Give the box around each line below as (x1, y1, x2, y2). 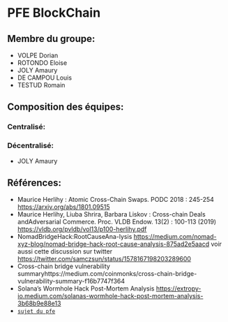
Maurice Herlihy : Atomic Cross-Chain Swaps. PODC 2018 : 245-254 (17, 196, 215, 204)
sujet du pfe (17, 308, 56, 315)
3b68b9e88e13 (17, 299, 61, 308)
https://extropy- (155, 284, 202, 293)
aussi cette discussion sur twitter (17, 247, 113, 256)
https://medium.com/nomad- (133, 233, 217, 241)
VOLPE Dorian (17, 51, 59, 59)
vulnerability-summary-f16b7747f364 (17, 277, 126, 286)
